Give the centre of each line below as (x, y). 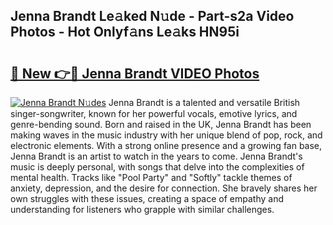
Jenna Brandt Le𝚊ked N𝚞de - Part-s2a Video (152, 16)
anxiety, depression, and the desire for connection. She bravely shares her (164, 188)
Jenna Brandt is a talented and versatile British (204, 102)
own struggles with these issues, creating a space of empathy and (147, 198)
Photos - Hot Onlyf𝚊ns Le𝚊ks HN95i (125, 32)
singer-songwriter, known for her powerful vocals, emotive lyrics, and (154, 113)
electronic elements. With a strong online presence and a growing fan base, (166, 145)
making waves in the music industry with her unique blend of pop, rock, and (166, 135)
